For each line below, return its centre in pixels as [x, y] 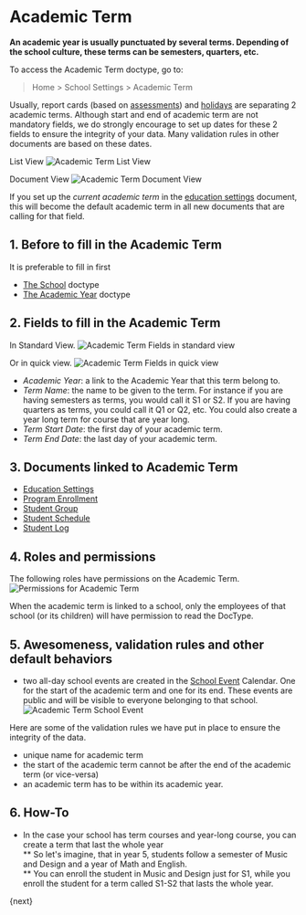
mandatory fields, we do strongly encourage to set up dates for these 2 [144, 124]
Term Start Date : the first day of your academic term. [123, 429]
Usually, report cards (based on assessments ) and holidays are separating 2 [153, 105]
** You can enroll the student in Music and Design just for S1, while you [156, 873]
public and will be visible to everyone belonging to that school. [140, 700]
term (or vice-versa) [60, 774]
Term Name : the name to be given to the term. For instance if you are [153, 390]
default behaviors [61, 659]
